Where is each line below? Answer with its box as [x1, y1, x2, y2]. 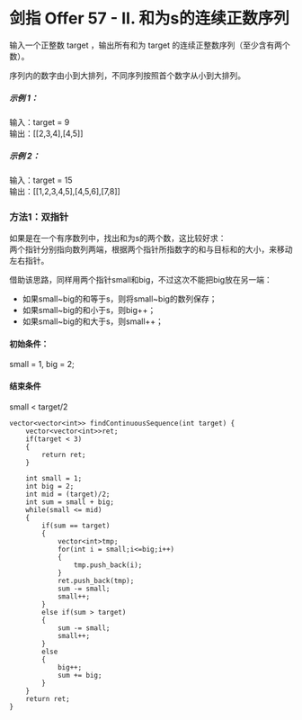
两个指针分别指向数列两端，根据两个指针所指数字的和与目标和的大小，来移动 [9, 244, 293, 255]
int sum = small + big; [25, 497, 115, 507]
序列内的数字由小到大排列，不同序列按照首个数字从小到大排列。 [9, 69, 245, 81]
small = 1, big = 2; [9, 359, 75, 370]
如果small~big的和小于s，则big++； [22, 305, 156, 316]
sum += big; [57, 670, 102, 679]
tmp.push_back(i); [73, 560, 143, 570]
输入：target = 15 [9, 175, 74, 185]
